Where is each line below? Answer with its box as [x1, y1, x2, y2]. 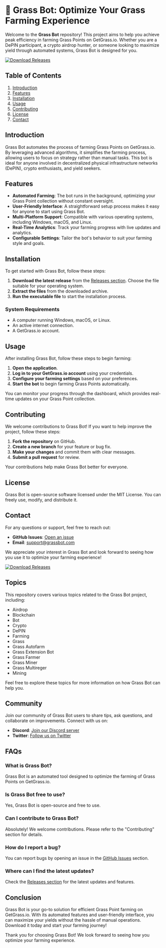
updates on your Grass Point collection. [15, 396, 96, 402]
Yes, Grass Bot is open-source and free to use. [5, 802, 101, 808]
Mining [12, 670, 27, 676]
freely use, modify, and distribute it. [5, 497, 78, 503]
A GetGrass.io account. [12, 328, 60, 334]
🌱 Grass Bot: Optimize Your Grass [5, 4, 145, 16]
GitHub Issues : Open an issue [12, 534, 74, 540]
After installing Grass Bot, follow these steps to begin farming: [5, 355, 132, 361]
